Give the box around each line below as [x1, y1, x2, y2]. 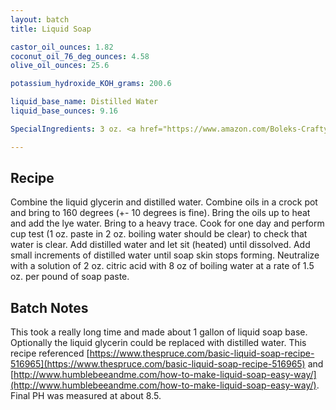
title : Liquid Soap [10, 24, 92, 34]
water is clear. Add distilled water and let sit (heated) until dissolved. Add [10, 239, 311, 251]
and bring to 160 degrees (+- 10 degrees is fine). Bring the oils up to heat [10, 207, 311, 219]
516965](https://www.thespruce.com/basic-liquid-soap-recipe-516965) [10, 358, 306, 370]
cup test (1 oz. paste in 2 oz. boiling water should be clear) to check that [10, 228, 308, 240]
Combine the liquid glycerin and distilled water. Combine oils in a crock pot [10, 196, 318, 208]
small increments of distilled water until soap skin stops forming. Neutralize [10, 249, 320, 261]
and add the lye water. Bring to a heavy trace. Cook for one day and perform [10, 217, 325, 230]
